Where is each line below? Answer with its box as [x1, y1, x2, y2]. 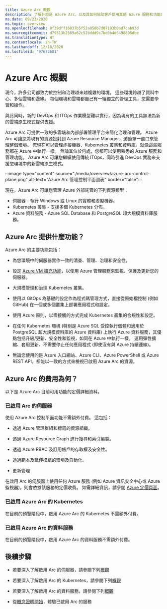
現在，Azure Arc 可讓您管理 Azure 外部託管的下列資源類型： [5, 187, 129, 193]
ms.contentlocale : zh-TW [5, 40, 57, 45]
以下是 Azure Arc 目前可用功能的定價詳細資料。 [5, 389, 102, 395]
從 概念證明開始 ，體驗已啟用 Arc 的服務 [12, 599, 92, 605]
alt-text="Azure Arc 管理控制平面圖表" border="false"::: [29, 177, 142, 183]
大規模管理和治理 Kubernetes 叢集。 [12, 285, 87, 291]
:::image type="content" [5, 171, 55, 177]
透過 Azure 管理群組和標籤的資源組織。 [12, 425, 93, 431]
